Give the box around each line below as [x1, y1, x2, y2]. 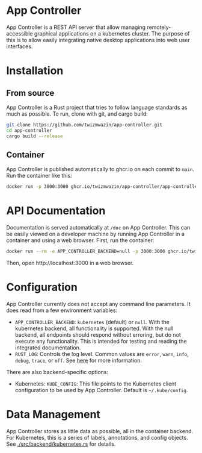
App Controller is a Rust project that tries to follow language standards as [6, 104, 188, 111]
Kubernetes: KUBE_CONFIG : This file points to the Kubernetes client [14, 380, 177, 387]
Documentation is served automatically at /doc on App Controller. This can [6, 224, 191, 231]
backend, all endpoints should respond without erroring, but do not [14, 331, 182, 338]
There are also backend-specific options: [6, 369, 109, 375]
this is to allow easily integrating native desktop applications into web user [6, 36, 191, 43]
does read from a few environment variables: [6, 307, 118, 314]
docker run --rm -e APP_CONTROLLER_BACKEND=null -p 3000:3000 [6, 248, 165, 255]
